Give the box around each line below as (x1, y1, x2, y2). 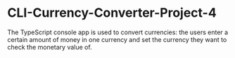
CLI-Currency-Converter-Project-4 (7, 5, 217, 21)
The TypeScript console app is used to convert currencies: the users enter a (7, 28, 229, 36)
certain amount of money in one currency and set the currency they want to (7, 35, 227, 43)
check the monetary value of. (7, 43, 93, 51)
